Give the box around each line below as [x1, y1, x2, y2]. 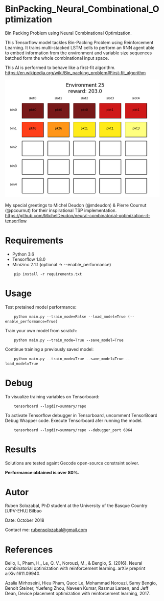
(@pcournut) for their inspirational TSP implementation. [5, 207, 117, 213]
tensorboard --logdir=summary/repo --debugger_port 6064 [14, 427, 133, 433]
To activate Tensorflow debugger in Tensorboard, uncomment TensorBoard [5, 412, 158, 418]
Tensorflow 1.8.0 [12, 256, 46, 262]
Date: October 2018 [5, 517, 45, 523]
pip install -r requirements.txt [14, 272, 82, 277]
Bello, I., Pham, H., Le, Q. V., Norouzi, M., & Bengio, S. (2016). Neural [5, 560, 143, 566]
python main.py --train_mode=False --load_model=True [14, 314, 126, 319]
